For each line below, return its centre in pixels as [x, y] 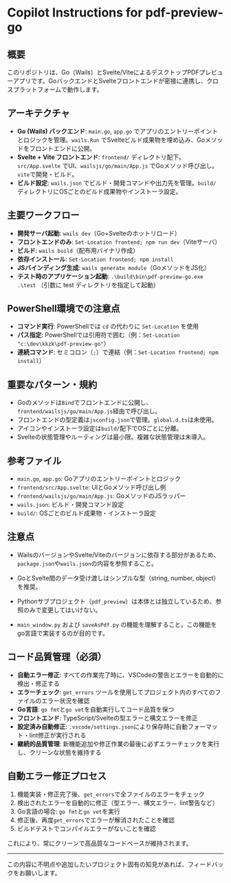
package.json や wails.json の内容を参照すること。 [87, 563]
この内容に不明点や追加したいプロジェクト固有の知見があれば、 [97, 864]
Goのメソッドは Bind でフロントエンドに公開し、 [85, 403]
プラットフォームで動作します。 [58, 90]
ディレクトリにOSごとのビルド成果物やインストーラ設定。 [99, 191]
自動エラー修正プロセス [57, 776]
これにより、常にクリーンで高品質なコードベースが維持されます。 [100, 843]
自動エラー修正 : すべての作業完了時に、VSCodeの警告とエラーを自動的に [120, 675]
